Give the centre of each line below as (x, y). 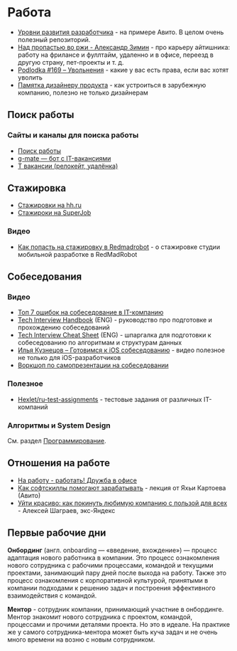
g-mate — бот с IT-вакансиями (64, 158)
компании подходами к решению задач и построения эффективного (111, 588)
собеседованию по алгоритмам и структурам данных (100, 343)
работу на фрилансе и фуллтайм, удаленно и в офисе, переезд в (116, 55)
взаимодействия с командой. (52, 596)
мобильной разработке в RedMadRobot (77, 254)
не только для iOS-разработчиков (69, 358)
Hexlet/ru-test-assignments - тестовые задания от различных (110, 399)
